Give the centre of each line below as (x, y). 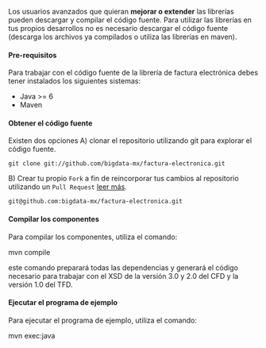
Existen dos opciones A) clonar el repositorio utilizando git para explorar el (130, 141)
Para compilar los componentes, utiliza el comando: (93, 237)
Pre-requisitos (33, 55)
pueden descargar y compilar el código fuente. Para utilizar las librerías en (130, 20)
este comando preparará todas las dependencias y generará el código (123, 267)
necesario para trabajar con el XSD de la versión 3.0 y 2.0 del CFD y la (123, 276)
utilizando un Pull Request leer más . (67, 187)
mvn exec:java (32, 335)
